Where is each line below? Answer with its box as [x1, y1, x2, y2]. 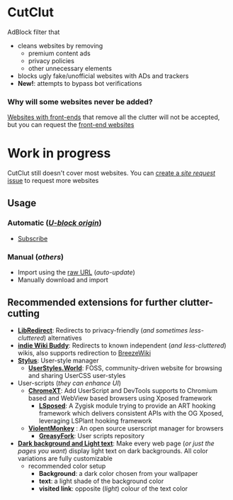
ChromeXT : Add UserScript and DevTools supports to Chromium [28, 386, 218, 394]
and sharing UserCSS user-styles [28, 371, 126, 379]
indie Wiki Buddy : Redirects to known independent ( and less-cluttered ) [17, 341, 227, 350]
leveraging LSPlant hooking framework [38, 416, 152, 425]
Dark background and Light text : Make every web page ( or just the [17, 439, 215, 448]
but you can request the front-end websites [7, 121, 135, 129]
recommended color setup [28, 462, 106, 470]
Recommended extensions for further [7, 296, 178, 309]
